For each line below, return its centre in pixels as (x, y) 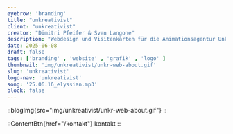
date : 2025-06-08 (32, 46)
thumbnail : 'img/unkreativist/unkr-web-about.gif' (82, 65)
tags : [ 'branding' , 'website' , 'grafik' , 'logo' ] (87, 59)
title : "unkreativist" (40, 20)
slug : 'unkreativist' (38, 71)
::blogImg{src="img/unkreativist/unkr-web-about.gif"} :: (87, 111)
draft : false (26, 52)
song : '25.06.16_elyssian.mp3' (52, 84)
